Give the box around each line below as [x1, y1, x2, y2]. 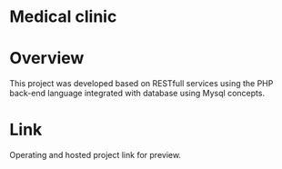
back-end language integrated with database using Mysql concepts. [9, 88, 266, 99]
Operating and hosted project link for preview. [9, 150, 182, 161]
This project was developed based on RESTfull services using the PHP [9, 78, 274, 89]
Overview [9, 48, 85, 69]
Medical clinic [9, 6, 117, 27]
